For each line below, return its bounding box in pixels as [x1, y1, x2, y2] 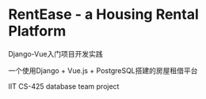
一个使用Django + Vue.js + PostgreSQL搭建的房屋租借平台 [8, 65, 198, 75]
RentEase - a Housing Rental [8, 5, 200, 24]
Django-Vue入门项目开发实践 [8, 49, 103, 58]
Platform [8, 22, 67, 40]
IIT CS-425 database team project [8, 81, 120, 91]
